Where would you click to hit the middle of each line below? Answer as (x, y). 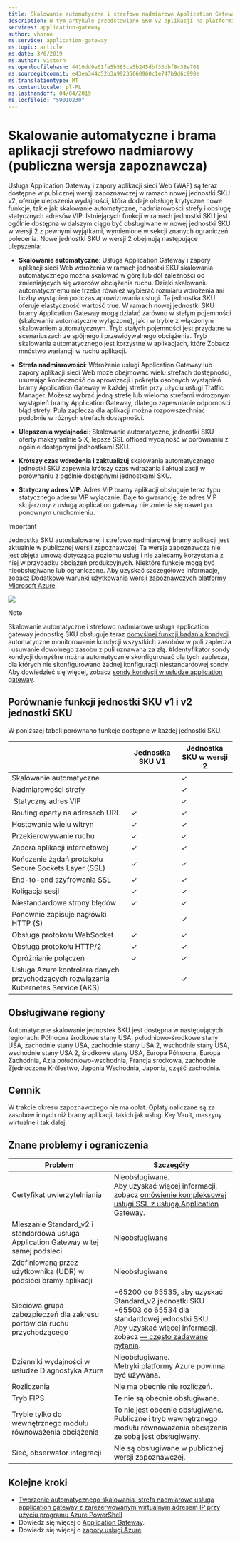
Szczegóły (172, 1165)
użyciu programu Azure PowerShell (70, 1515)
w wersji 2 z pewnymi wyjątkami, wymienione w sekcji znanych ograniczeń (118, 231)
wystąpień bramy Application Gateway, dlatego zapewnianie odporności (124, 402)
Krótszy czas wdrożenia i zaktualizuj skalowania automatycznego (116, 460)
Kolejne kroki (38, 1482)
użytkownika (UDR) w (48, 1272)
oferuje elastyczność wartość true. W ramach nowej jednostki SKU (116, 305)
